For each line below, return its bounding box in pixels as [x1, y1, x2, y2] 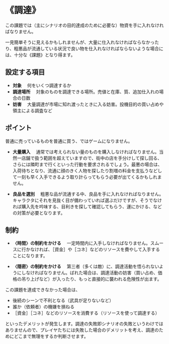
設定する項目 [5, 68, 45, 77]
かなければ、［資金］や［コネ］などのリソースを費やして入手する [26, 246, 160, 252]
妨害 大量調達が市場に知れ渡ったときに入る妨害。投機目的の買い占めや [12, 101, 164, 107]
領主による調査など [12, 107, 53, 113]
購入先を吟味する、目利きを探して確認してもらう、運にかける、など [21, 203, 162, 210]
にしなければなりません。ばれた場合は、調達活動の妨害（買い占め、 [17, 270, 158, 276]
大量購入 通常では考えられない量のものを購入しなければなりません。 [12, 149, 159, 155]
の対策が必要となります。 [12, 210, 65, 216]
